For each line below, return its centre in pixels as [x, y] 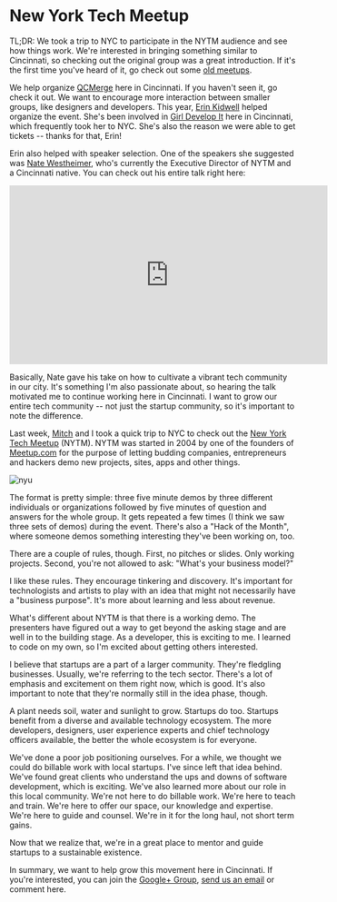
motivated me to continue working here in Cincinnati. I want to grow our [144, 396]
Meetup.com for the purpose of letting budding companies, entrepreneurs [148, 452]
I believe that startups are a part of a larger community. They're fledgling [145, 664]
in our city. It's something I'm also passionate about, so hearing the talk [143, 386]
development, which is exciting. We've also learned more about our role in [148, 786]
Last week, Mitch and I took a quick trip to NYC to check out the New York [148, 433]
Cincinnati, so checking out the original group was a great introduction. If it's [153, 60]
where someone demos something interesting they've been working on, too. [152, 536]
